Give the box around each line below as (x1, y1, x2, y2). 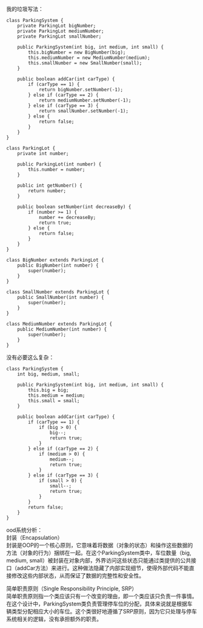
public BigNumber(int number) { (17, 262, 99, 268)
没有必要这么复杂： (6, 354, 55, 361)
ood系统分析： (6, 526, 43, 534)
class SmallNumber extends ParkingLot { (6, 289, 110, 295)
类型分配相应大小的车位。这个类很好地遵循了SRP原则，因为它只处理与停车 (11, 608, 197, 615)
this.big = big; (28, 387, 69, 393)
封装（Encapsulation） (6, 534, 63, 541)
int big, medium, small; (17, 371, 80, 377)
